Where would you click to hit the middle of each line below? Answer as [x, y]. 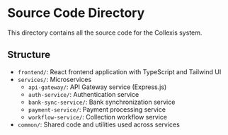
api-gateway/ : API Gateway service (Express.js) [97, 87]
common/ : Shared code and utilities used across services [99, 124]
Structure [29, 55]
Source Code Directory [76, 13]
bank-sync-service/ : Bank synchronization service [102, 102]
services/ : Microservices [55, 79]
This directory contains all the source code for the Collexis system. [105, 33]
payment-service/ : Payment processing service [97, 109]
